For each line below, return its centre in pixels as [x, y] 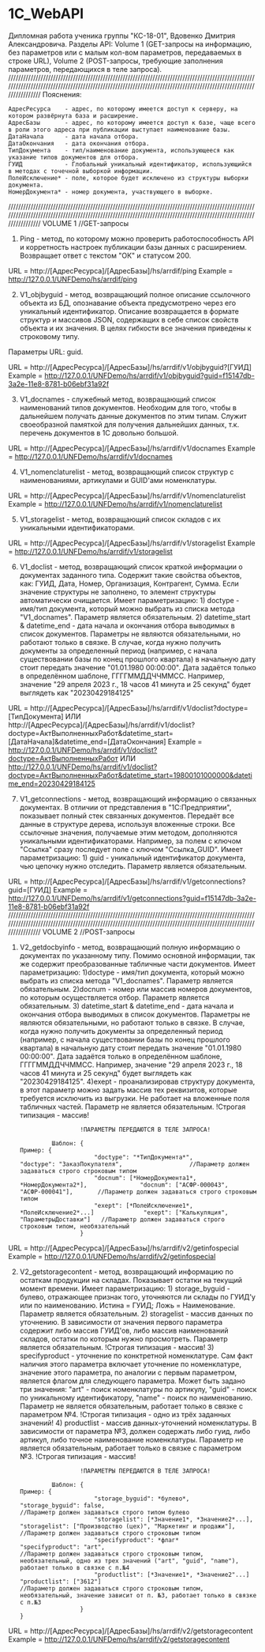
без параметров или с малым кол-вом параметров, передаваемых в [125, 52]
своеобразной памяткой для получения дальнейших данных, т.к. [129, 424]
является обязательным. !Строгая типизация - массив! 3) [117, 1347]
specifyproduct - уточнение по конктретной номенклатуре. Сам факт [136, 1356]
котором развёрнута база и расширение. [74, 115]
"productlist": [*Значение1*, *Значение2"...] [172, 1575]
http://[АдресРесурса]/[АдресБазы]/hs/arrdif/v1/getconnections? [138, 881]
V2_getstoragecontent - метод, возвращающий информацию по [127, 1271]
